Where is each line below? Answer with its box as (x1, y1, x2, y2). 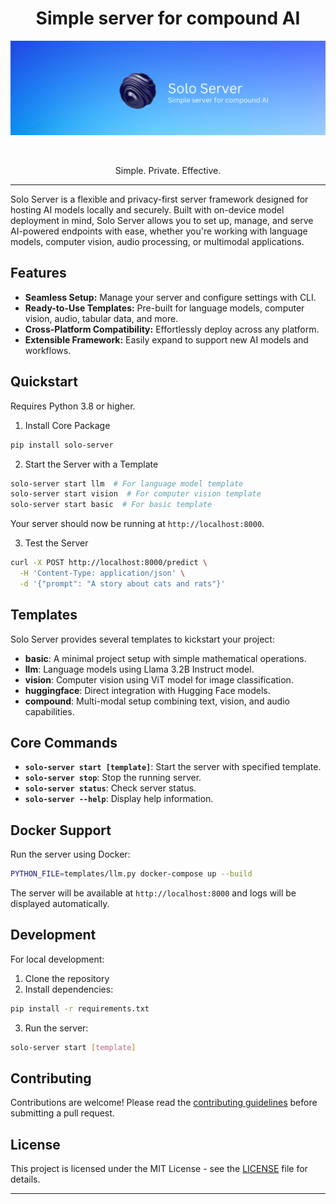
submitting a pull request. (10, 1107, 115, 1119)
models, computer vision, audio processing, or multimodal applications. (10, 236, 305, 248)
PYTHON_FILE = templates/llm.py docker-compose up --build (10, 869, 253, 879)
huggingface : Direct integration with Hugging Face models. (24, 684, 271, 696)
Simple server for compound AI (35, 7, 301, 30)
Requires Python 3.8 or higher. (10, 400, 136, 412)
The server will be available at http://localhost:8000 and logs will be (10, 887, 297, 899)
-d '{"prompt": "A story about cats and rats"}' (19, 578, 226, 589)
